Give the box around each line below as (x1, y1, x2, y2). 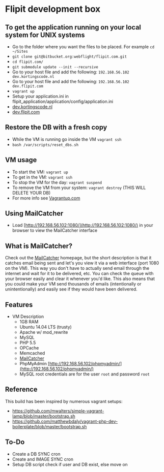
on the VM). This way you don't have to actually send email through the (5, 265, 150, 271)
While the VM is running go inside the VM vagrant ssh (12, 136, 122, 142)
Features (5, 300, 33, 309)
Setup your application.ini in (12, 94, 69, 99)
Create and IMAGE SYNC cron (12, 456, 74, 462)
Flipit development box (5, 3, 101, 15)
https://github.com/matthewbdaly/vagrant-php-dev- (12, 418, 118, 424)
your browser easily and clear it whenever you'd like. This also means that (5, 276, 155, 282)
